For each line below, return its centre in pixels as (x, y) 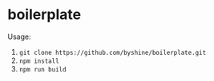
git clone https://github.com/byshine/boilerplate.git (113, 52)
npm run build (42, 69)
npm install (39, 61)
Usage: (19, 37)
